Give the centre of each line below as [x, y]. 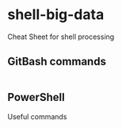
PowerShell [36, 97]
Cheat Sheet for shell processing [61, 37]
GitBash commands [57, 62]
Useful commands [37, 116]
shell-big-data [56, 15]
